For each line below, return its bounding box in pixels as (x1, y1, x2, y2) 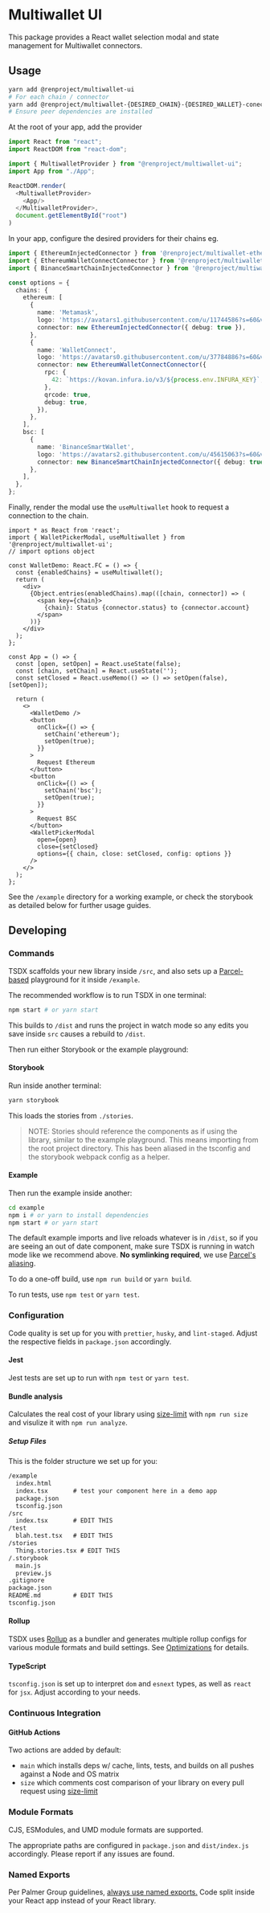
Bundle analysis (8, 1392, 63, 1401)
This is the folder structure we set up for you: (8, 1457, 158, 1466)
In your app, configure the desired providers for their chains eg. (8, 234, 219, 243)
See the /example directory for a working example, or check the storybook (8, 892, 253, 901)
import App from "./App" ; (8, 167, 95, 175)
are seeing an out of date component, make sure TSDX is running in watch (8, 1241, 255, 1251)
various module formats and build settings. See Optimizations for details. (8, 1643, 249, 1653)
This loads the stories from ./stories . (8, 1110, 134, 1120)
